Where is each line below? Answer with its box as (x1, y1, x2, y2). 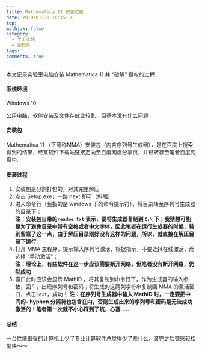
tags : (6, 48, 20, 54)
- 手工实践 (11, 37, 35, 43)
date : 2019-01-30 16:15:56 (6, 14, 74, 20)
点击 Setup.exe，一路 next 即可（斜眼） (14, 193, 114, 200)
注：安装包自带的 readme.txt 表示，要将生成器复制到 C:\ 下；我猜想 (14, 216, 180, 223)
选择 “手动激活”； (14, 253, 59, 260)
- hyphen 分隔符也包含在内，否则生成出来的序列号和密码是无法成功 (25, 298, 193, 305)
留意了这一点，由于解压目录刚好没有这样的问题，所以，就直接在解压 (20, 231, 189, 238)
